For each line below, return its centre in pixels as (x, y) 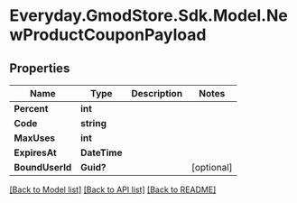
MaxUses (35, 138)
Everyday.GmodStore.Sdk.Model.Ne (149, 16)
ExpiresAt (35, 152)
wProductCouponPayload (108, 35)
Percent (31, 109)
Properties (40, 68)
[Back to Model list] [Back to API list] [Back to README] (113, 189)
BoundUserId (43, 167)
